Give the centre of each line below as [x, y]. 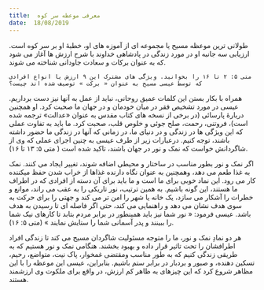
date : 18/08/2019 [39, 23]
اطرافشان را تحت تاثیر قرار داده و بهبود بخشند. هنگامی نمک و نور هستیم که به [122, 246]
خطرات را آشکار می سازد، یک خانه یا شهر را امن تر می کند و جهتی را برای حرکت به [131, 197]
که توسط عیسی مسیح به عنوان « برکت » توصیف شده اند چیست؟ [106, 84]
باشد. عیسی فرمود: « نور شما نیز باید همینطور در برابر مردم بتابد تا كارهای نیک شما [130, 214]
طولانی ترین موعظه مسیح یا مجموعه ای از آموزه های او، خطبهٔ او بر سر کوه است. [128, 45]
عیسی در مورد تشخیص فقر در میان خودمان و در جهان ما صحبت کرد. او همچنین [124, 106]
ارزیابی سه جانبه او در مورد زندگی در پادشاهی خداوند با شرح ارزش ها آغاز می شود [129, 54]
